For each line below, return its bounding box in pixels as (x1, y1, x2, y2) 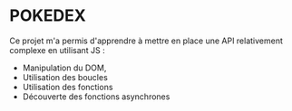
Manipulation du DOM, (22, 62, 107, 73)
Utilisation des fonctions (22, 81, 113, 92)
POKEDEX (9, 5, 86, 26)
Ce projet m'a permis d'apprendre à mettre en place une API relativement (9, 35, 284, 46)
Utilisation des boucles (22, 71, 109, 82)
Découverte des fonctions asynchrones (22, 91, 170, 102)
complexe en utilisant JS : (9, 44, 106, 55)
